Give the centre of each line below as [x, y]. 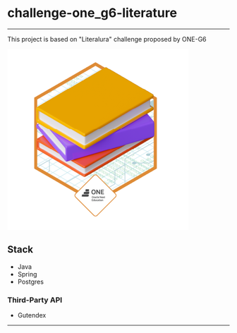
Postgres [31, 281]
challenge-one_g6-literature [92, 13]
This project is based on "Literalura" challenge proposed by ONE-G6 [107, 39]
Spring [27, 274]
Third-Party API [35, 300]
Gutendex [32, 315]
